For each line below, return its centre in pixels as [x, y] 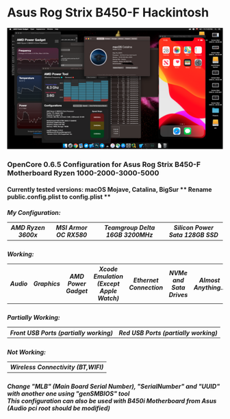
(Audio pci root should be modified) [59, 408]
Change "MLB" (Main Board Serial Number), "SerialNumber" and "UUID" [114, 386]
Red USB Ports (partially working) [168, 333]
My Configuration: [34, 212]
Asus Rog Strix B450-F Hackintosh [108, 13]
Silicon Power [194, 228]
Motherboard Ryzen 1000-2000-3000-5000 [83, 173]
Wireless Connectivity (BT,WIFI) [57, 367]
